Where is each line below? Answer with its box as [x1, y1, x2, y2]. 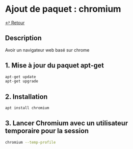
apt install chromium [5, 106, 50, 111]
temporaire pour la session [5, 127, 89, 135]
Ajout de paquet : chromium [5, 3, 121, 15]
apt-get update [5, 74, 36, 79]
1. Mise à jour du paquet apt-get [5, 61, 104, 70]
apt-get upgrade [5, 79, 38, 84]
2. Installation [5, 92, 48, 101]
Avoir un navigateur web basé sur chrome [5, 47, 90, 53]
